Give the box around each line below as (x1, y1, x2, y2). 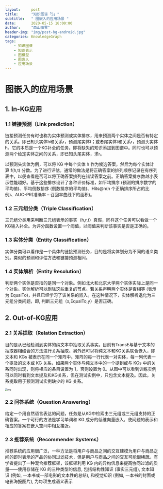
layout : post (5, 7, 40, 12)
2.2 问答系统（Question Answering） (5, 398, 94, 405)
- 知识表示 (14, 48, 33, 53)
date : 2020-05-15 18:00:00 (5, 20, 73, 26)
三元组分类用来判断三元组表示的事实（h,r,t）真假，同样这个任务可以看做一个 (5, 217, 158, 223)
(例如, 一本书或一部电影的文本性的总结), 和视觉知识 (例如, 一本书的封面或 (10, 472, 156, 478)
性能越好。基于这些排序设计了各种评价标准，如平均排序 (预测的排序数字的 (9, 180, 157, 185)
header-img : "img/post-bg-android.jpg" (5, 30, 86, 35)
